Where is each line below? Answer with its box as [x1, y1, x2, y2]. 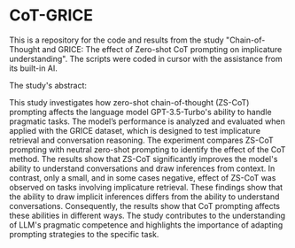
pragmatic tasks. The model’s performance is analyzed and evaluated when [9, 116, 285, 127]
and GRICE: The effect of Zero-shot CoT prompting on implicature [42, 43, 283, 54]
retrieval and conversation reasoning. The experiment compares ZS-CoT [9, 135, 275, 145]
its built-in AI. [9, 63, 58, 74]
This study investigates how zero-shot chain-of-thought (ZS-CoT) [9, 97, 250, 107]
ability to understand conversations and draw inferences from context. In [9, 163, 276, 174]
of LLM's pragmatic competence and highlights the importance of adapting [9, 219, 283, 230]
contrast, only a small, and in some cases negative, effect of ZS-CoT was [9, 172, 276, 182]
